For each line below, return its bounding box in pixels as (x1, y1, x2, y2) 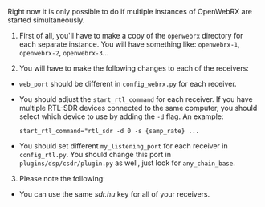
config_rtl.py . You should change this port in (18, 150, 172, 159)
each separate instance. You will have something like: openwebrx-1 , (18, 39, 240, 49)
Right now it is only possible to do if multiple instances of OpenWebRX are (7, 7, 252, 16)
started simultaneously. (7, 15, 85, 25)
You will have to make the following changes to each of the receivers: (18, 63, 250, 73)
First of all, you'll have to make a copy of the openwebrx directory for (18, 31, 243, 40)
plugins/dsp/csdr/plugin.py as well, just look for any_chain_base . (18, 158, 236, 168)
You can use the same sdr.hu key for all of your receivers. (18, 189, 210, 199)
